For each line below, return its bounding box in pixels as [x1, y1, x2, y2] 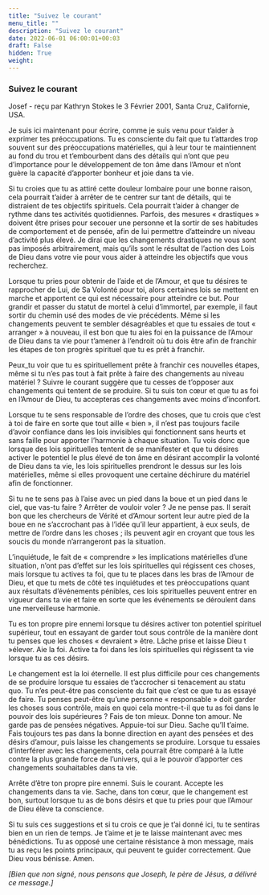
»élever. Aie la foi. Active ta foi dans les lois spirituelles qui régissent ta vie [8, 645, 255, 655]
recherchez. [8, 261, 48, 270]
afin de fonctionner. [8, 478, 74, 488]
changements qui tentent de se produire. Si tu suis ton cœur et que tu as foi [8, 386, 259, 396]
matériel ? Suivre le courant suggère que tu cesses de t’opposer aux [8, 377, 234, 387]
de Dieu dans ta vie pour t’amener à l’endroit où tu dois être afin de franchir [8, 336, 257, 346]
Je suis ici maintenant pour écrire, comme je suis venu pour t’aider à [8, 125, 234, 135]
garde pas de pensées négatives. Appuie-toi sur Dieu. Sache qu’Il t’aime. [8, 721, 249, 730]
